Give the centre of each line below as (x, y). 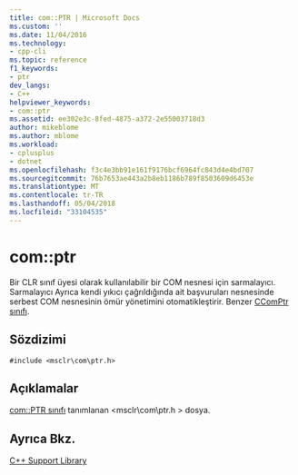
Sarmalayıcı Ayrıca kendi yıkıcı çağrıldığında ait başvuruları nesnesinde (142, 292)
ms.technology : (38, 43)
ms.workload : (34, 144)
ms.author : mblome (44, 136)
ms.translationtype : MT (55, 187)
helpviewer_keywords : (50, 102)
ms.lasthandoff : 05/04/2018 (63, 204)
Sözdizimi (38, 340)
